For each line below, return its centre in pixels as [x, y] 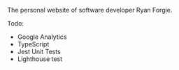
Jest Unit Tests [39, 52]
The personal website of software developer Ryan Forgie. [90, 10]
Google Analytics [42, 37]
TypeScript [33, 44]
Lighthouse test [40, 59]
